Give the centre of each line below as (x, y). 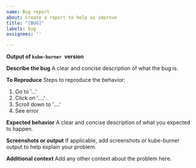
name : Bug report (28, 12)
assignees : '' (24, 34)
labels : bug (21, 29)
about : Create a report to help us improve (62, 17)
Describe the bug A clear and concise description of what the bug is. (92, 68)
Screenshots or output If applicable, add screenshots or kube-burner (93, 141)
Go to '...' (26, 92)
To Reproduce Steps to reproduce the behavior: (66, 80)
